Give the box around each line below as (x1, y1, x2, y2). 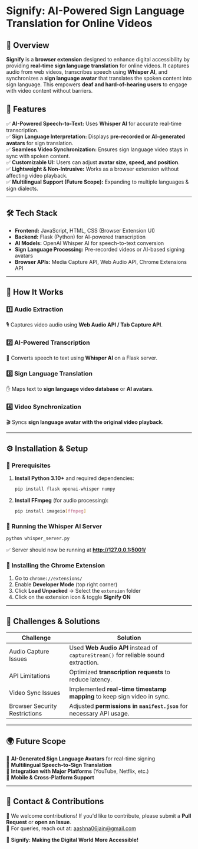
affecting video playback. (6, 172, 68, 179)
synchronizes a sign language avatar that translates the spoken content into (6, 75, 192, 81)
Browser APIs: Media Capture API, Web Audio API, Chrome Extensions (14, 258, 187, 265)
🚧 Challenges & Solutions (6, 616, 100, 626)
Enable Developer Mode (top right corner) (14, 581, 118, 588)
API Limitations (9, 671, 51, 680)
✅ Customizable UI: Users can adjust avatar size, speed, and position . (6, 158, 180, 166)
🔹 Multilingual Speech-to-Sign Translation (6, 761, 112, 768)
